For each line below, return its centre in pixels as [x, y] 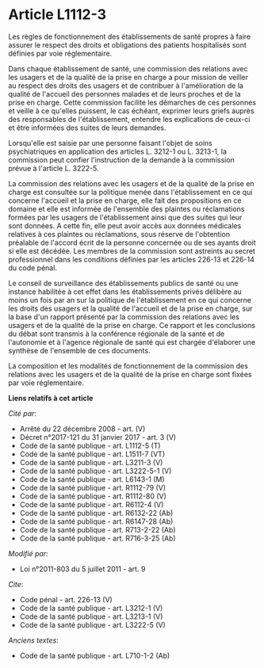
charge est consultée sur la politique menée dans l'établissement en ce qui [130, 192]
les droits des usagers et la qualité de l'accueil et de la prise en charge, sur [130, 308]
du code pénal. [33, 268]
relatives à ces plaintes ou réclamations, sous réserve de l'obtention [119, 234]
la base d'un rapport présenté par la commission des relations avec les [124, 317]
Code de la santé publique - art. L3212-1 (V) [91, 608]
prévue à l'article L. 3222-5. [54, 168]
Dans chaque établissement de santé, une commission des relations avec [128, 68]
